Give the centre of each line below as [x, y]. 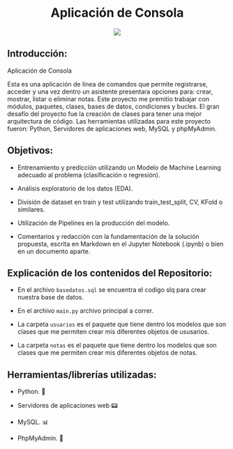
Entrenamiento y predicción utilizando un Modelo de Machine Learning [119, 167]
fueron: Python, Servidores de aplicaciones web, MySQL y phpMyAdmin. [112, 128]
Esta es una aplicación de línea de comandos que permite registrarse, [107, 84]
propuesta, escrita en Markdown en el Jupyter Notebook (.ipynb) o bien [120, 244]
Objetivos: [30, 150]
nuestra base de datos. [50, 297]
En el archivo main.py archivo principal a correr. [85, 311]
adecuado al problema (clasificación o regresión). [89, 175]
